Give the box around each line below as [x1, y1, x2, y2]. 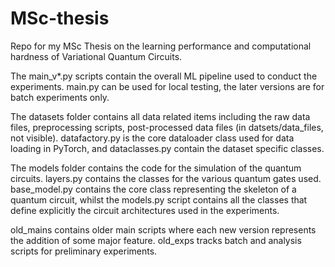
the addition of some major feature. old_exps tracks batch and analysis [10, 234, 302, 246]
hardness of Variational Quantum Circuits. [10, 50, 183, 62]
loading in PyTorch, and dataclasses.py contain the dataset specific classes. [10, 142, 325, 154]
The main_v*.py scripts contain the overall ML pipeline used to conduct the [10, 70, 318, 82]
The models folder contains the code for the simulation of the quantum [10, 162, 302, 174]
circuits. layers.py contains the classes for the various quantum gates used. [10, 172, 322, 184]
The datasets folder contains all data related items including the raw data [10, 110, 311, 122]
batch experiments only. [10, 91, 110, 103]
